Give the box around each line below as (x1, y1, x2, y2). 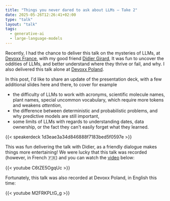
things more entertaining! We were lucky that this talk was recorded (5, 149, 147, 155)
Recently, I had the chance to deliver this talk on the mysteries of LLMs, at (5, 49, 160, 56)
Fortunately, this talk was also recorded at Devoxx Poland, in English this (5, 174, 157, 181)
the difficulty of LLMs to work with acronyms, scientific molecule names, (12, 91, 165, 97)
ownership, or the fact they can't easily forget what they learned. (12, 123, 149, 130)
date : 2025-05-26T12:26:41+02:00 (5, 12, 76, 17)
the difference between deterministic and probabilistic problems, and (12, 108, 158, 114)
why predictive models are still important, (12, 113, 100, 119)
